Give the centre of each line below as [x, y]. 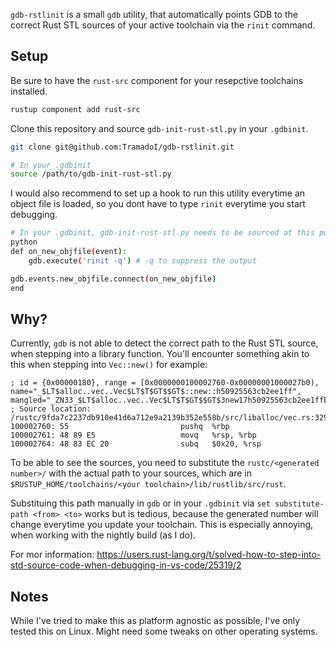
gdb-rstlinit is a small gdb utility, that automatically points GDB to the [154, 14]
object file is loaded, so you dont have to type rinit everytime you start [158, 204]
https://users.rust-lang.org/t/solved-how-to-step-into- [209, 555]
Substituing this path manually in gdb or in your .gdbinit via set [140, 503]
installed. [29, 91]
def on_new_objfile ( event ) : [69, 252]
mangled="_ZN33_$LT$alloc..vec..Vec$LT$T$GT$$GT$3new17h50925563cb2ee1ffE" [171, 400]
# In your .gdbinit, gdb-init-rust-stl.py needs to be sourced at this [162, 233]
